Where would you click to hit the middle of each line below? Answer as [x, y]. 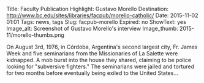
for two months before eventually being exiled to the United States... [93, 73]
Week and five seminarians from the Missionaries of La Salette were [92, 53]
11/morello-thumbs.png [35, 35]
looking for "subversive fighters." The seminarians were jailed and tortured [100, 66]
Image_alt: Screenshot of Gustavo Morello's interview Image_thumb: [93, 28]
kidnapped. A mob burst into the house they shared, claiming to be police [99, 60]
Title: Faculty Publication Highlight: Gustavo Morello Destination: [87, 9]
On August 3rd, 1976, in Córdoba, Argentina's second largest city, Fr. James [102, 47]
